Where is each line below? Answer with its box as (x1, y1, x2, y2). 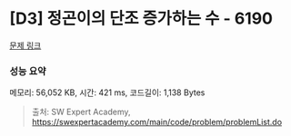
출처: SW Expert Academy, (31, 106, 131, 118)
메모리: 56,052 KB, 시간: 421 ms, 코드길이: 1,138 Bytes (9, 87, 206, 98)
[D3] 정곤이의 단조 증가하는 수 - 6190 (9, 8, 273, 29)
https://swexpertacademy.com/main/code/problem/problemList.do (31, 117, 283, 128)
